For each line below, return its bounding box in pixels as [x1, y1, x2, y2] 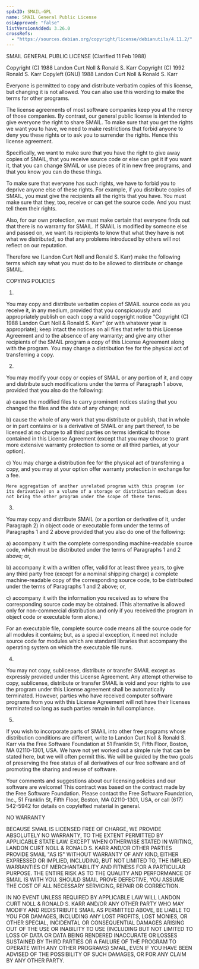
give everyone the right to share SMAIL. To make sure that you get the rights [6, 119, 193, 125]
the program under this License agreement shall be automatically [6, 686, 165, 693]
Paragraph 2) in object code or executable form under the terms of [6, 522, 170, 529]
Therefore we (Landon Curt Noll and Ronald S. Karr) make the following [6, 253, 181, 260]
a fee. [6, 472, 20, 479]
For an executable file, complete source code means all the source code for [6, 625, 191, 632]
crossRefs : [6, 31, 33, 37]
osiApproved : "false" [6, 20, 60, 26]
